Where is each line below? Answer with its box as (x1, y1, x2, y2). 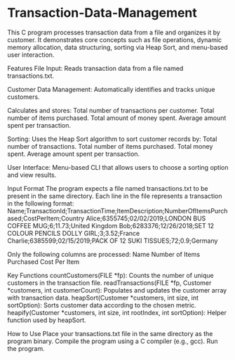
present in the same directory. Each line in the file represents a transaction (7, 192, 222, 200)
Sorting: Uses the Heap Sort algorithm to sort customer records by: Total (7, 135, 217, 143)
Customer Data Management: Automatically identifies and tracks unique (7, 85, 215, 93)
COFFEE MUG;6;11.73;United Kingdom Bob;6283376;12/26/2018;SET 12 (7, 221, 215, 229)
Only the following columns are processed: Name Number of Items (7, 250, 201, 258)
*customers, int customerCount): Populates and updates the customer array (7, 286, 227, 294)
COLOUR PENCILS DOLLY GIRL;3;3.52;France (7, 229, 140, 237)
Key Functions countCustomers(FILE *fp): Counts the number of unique (7, 271, 214, 279)
